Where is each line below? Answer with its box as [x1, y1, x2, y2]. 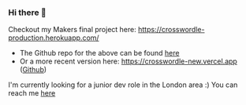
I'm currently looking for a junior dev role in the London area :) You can [8, 80, 238, 89]
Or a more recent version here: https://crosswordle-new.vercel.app [19, 56, 238, 66]
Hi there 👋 [8, 7, 47, 18]
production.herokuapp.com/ [8, 33, 100, 42]
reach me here [8, 89, 56, 98]
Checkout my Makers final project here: [8, 25, 136, 34]
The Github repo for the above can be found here [19, 49, 180, 58]
